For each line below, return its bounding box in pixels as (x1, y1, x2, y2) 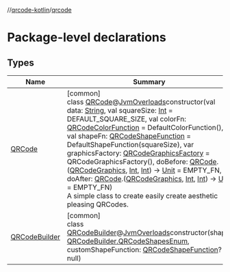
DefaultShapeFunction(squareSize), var (66, 140, 194, 149)
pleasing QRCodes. (66, 200, 129, 209)
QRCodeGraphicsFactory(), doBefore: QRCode (66, 157, 217, 166)
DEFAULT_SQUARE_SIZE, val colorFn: (66, 114, 187, 124)
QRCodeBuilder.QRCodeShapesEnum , (66, 236, 190, 245)
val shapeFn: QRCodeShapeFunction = (66, 131, 192, 141)
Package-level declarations (7, 30, 166, 45)
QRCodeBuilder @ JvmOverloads (66, 228, 170, 237)
